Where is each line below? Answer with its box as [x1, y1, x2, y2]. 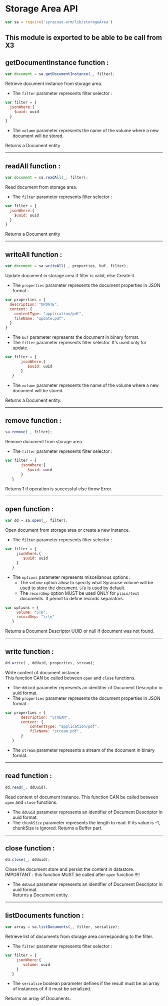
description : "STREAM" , [20, 715, 70, 720]
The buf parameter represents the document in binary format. [12, 334, 139, 340]
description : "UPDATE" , [9, 302, 59, 307]
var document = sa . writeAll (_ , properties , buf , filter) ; [5, 264, 128, 269]
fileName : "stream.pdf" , [29, 729, 81, 734]
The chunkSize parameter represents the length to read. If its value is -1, [12, 819, 160, 825]
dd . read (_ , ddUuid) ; [5, 785, 48, 790]
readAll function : [5, 162, 61, 170]
